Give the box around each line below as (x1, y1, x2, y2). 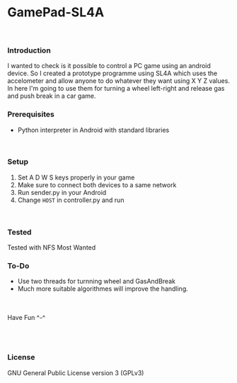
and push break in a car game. (7, 91, 96, 100)
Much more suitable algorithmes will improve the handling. (17, 284, 189, 293)
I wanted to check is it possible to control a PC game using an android (7, 62, 211, 70)
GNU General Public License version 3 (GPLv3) (7, 368, 144, 377)
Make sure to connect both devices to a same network (17, 180, 177, 189)
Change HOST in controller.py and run (17, 196, 125, 204)
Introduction (7, 45, 51, 55)
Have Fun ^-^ (7, 313, 46, 322)
